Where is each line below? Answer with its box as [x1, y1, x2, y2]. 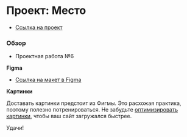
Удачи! [6, 124, 24, 132]
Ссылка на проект [15, 24, 63, 31]
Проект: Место [6, 4, 86, 18]
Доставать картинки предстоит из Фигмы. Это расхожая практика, [6, 99, 182, 107]
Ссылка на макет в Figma [15, 76, 82, 84]
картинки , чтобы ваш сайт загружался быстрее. [6, 113, 132, 120]
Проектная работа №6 [15, 53, 74, 60]
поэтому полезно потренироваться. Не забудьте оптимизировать [6, 106, 178, 113]
